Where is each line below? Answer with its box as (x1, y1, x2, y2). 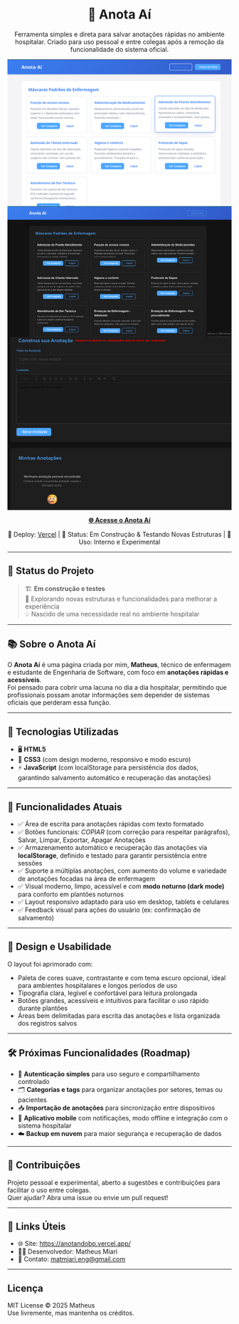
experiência (24, 601, 60, 611)
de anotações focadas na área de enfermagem (17, 875, 156, 883)
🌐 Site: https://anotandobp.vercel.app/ (17, 1239, 132, 1248)
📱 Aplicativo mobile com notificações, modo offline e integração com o (17, 1113, 228, 1122)
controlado (17, 1077, 50, 1086)
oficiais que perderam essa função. (7, 698, 112, 707)
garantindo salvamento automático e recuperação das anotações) (17, 774, 211, 782)
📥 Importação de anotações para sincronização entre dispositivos (17, 1103, 216, 1112)
